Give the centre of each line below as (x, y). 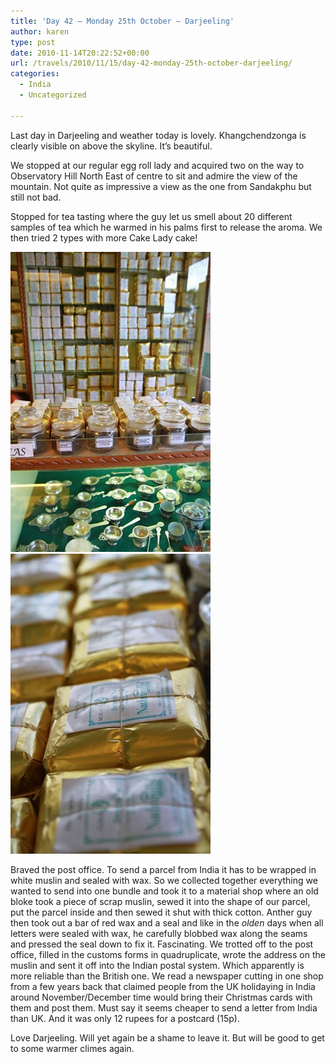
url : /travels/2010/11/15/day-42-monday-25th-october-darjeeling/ (151, 63)
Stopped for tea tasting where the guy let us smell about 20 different (151, 216)
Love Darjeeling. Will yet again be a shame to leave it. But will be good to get (167, 1037)
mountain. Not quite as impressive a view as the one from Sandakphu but (161, 186)
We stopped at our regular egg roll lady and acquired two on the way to (157, 165)
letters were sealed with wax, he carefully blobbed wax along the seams (159, 933)
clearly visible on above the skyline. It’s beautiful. (111, 146)
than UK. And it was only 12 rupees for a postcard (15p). (125, 1018)
